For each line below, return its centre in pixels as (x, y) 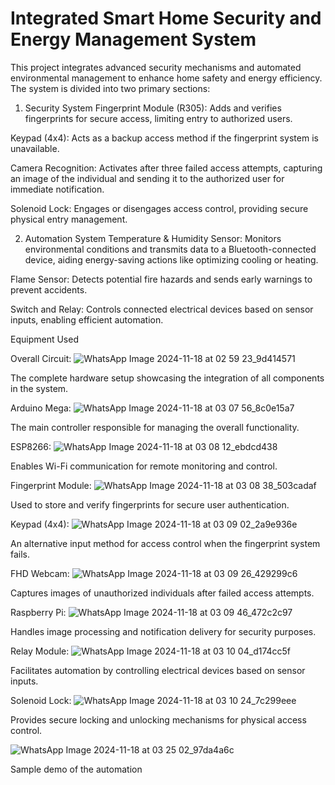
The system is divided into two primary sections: (110, 88)
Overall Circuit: (41, 358)
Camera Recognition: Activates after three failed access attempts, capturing (166, 168)
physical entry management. (69, 219)
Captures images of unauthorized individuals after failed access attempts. (162, 593)
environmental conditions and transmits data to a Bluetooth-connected (170, 249)
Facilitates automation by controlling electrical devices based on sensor (158, 670)
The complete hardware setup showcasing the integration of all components (167, 378)
